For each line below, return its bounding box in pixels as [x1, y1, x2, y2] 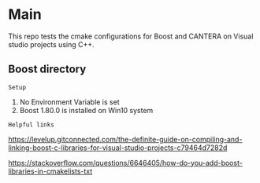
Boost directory [8, 63, 87, 76]
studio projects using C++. [8, 39, 95, 49]
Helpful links [8, 120, 55, 129]
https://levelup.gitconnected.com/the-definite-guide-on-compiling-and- [8, 134, 243, 144]
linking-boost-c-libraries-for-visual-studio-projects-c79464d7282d [8, 143, 228, 152]
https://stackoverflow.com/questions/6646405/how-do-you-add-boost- [8, 158, 243, 167]
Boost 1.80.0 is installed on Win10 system [19, 105, 154, 115]
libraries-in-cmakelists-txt [8, 167, 93, 176]
